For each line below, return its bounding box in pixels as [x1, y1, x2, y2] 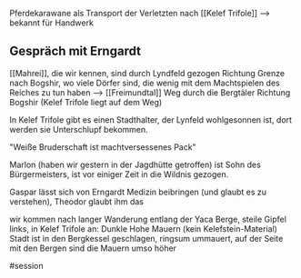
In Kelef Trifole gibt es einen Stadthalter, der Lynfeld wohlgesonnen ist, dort [9, 114, 293, 125]
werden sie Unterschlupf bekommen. [9, 124, 148, 134]
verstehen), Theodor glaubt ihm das [9, 195, 144, 207]
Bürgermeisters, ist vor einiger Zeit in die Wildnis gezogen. [9, 168, 229, 180]
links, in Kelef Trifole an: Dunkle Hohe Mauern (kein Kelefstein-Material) [9, 223, 277, 234]
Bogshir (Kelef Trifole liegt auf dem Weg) [9, 96, 163, 107]
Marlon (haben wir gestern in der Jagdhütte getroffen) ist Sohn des [9, 159, 261, 170]
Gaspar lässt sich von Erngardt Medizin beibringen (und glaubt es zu [9, 186, 266, 197]
